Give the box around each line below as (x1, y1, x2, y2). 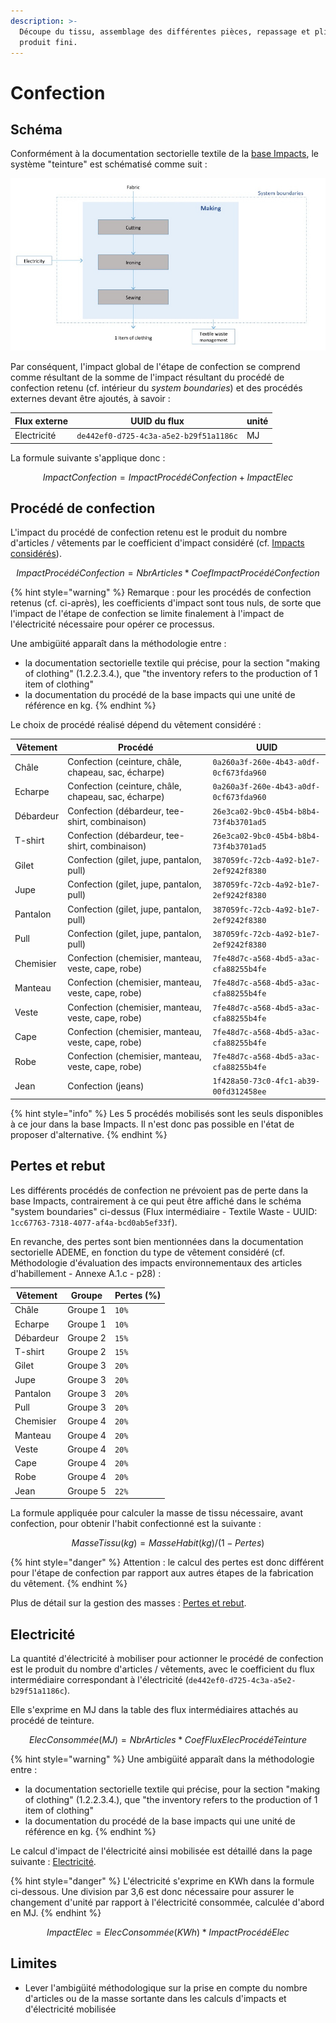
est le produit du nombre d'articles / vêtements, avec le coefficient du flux (10, 1663, 315, 1675)
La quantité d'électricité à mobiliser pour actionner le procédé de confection (10, 1653, 324, 1665)
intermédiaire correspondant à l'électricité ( (10, 1674, 189, 1686)
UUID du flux (130, 415, 185, 427)
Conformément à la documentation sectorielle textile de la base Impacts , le (10, 148, 319, 160)
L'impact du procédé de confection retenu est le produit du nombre (10, 526, 288, 539)
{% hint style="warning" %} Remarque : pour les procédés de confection (10, 586, 312, 599)
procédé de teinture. (10, 1715, 95, 1727)
